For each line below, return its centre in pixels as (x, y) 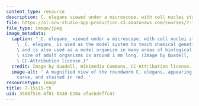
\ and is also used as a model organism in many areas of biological (105, 50)
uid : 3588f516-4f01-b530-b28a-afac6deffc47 (61, 94)
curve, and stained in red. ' (54, 77)
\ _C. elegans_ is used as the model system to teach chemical (97, 45)
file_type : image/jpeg (34, 28)
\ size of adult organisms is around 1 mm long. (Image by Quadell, (103, 55)
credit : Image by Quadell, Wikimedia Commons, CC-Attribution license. (102, 66)
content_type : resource (36, 11)
